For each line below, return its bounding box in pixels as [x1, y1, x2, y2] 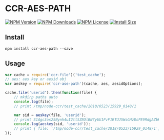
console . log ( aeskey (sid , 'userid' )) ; [14, 121, 91, 127]
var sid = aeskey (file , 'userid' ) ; [14, 113, 86, 118]
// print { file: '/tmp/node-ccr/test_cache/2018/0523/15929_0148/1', [14, 126, 161, 131]
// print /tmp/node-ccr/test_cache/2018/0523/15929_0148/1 [14, 103, 137, 109]
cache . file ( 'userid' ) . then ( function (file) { [5, 90, 97, 95]
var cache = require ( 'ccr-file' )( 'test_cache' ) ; [5, 72, 106, 77]
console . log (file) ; [14, 99, 54, 104]
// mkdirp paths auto [14, 95, 58, 100]
